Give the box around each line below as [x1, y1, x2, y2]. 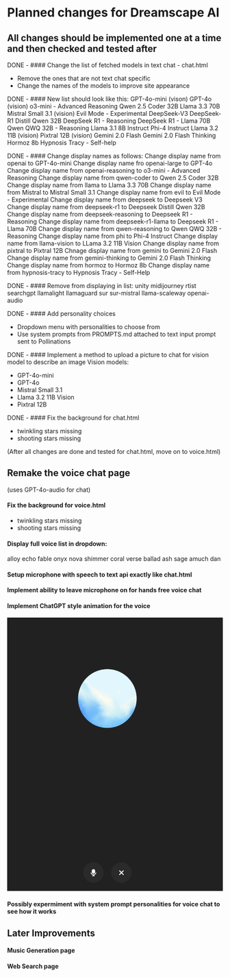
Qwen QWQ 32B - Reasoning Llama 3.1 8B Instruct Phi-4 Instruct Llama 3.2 [7, 124, 219, 132]
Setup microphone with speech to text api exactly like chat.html [7, 570, 192, 579]
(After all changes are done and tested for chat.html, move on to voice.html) [7, 448, 221, 455]
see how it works [7, 907, 57, 916]
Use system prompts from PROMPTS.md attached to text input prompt [16, 330, 216, 338]
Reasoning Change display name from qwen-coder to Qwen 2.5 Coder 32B [7, 173, 219, 182]
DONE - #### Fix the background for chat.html [7, 413, 140, 422]
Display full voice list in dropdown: [7, 540, 107, 548]
